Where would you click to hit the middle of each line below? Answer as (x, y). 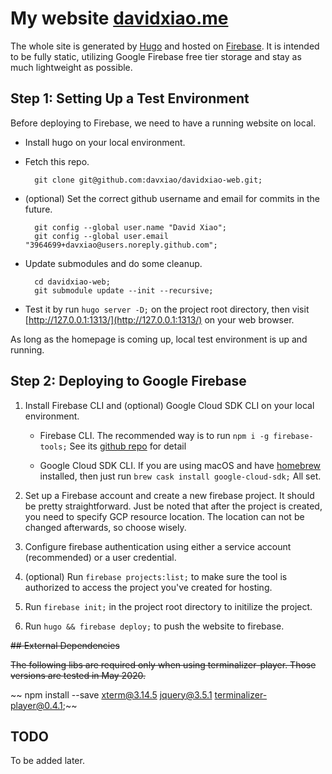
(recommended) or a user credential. (100, 557)
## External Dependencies (65, 645)
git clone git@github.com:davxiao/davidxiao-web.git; (148, 180)
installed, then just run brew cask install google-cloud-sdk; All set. (180, 476)
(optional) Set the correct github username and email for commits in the (172, 198)
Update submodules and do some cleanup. (113, 263)
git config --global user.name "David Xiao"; (130, 227)
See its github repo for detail (128, 446)
